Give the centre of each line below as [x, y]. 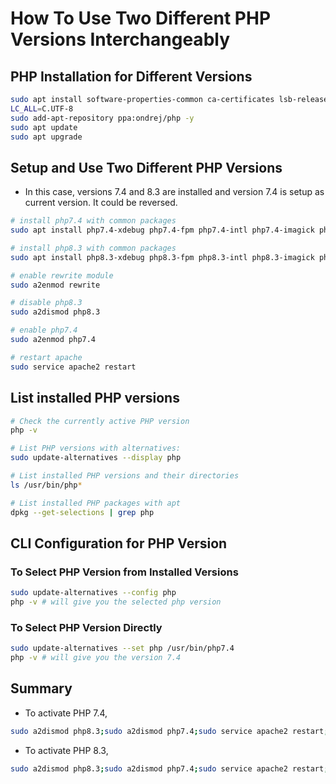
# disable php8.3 [46, 303]
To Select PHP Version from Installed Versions [124, 572]
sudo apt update [44, 127]
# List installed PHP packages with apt [96, 503]
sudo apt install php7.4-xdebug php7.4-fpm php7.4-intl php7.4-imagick [162, 230]
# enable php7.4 [44, 330]
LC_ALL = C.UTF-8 [42, 108]
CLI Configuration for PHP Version [119, 543]
